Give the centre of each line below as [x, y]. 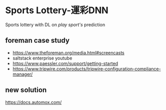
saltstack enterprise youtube [42, 58]
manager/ [22, 74]
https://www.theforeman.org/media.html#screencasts [68, 52]
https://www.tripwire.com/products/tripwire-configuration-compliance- [87, 69]
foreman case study [37, 41]
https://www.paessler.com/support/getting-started [65, 63]
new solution [26, 90]
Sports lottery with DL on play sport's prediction [55, 24]
